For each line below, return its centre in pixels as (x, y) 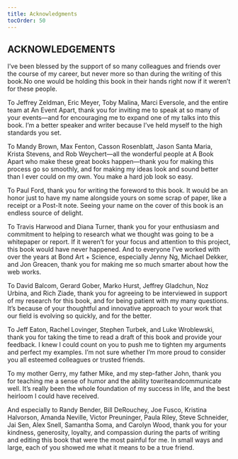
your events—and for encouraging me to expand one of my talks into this (114, 118)
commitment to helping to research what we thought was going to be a (110, 234)
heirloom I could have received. (53, 396)
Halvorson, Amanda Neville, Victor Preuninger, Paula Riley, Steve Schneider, (118, 417)
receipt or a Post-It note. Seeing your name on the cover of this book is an (115, 206)
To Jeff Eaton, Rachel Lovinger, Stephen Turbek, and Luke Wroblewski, (111, 330)
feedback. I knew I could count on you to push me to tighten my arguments (117, 345)
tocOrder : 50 (27, 21)
